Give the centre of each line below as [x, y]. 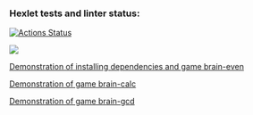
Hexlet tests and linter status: [75, 13]
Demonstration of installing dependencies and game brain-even [126, 67]
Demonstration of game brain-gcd [72, 102]
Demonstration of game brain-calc [73, 84]
